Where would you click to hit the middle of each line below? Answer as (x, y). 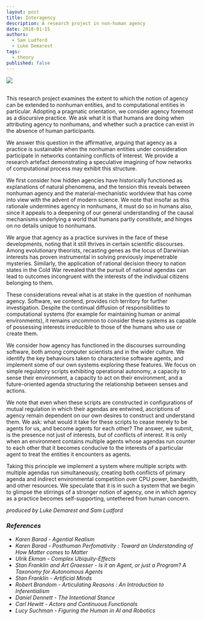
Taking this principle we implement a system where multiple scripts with (97, 466)
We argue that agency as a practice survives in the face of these (87, 237)
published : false (28, 63)
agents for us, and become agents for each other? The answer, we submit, (100, 428)
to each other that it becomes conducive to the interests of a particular (95, 447)
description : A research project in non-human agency (76, 23)
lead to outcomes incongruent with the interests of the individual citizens (97, 276)
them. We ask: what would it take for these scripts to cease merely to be (97, 422)
